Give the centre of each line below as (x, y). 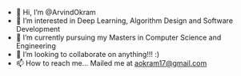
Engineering (36, 46)
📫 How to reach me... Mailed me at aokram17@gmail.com (111, 63)
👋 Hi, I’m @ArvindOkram (56, 12)
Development (38, 29)
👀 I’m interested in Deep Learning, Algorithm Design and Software (125, 21)
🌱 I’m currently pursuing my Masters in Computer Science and (118, 37)
